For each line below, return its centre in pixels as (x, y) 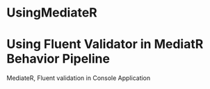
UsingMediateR (52, 13)
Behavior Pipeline (58, 59)
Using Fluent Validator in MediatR (105, 44)
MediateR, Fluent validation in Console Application (79, 78)
